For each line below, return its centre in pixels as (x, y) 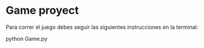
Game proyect (42, 10)
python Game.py (27, 38)
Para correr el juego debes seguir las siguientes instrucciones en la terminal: (102, 27)
